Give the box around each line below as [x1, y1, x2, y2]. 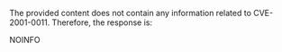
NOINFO [9, 35, 41, 45]
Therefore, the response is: [51, 17, 153, 28]
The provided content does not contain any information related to [9, 8, 252, 18]
